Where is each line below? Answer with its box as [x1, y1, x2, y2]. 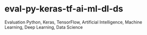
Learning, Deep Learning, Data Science [4, 24, 83, 30]
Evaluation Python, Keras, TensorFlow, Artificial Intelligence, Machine [4, 19, 142, 25]
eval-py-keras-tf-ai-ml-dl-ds [4, 3, 123, 14]
